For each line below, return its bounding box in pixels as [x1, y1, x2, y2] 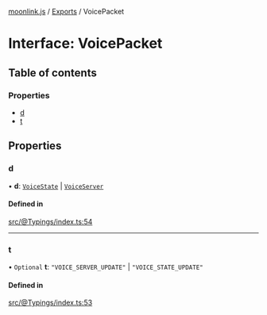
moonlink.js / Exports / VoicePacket [8, 7, 125, 16]
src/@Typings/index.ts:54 [8, 217, 93, 226]
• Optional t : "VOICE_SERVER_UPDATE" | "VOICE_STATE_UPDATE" [8, 262, 204, 272]
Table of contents [8, 66, 97, 79]
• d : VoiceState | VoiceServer [8, 181, 104, 190]
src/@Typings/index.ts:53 [8, 298, 93, 308]
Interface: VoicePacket [8, 35, 163, 52]
